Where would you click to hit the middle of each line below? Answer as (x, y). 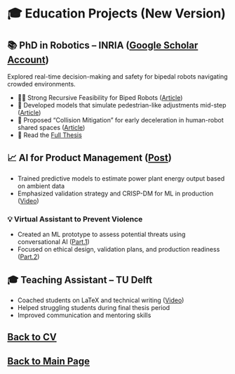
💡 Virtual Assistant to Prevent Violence (75, 219)
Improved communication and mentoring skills (84, 315)
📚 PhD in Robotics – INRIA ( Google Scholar (103, 45)
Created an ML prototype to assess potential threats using (101, 234)
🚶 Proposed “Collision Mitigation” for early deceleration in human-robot (121, 120)
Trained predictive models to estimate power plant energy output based (121, 178)
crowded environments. (41, 84)
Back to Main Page (48, 361)
